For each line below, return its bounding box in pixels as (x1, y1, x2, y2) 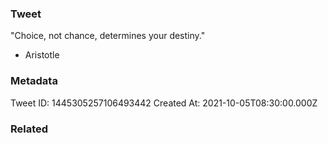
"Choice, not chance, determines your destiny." (10, 30, 206, 42)
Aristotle (24, 49, 60, 61)
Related (10, 122, 49, 136)
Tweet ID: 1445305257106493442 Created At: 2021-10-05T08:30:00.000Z (10, 97, 318, 109)
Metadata (10, 74, 58, 88)
